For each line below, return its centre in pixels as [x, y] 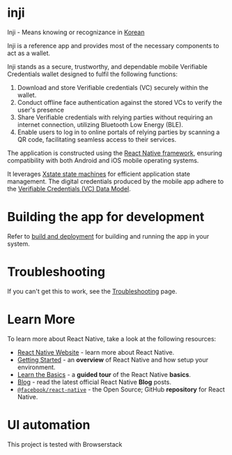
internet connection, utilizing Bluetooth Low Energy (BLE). [100, 124]
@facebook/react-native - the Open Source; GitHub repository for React [121, 389]
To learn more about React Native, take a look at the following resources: [112, 338]
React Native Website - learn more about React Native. [96, 352]
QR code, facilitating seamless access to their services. [96, 139]
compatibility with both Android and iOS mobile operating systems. [103, 160]
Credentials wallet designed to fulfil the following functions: [92, 74]
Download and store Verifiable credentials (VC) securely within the [113, 87]
